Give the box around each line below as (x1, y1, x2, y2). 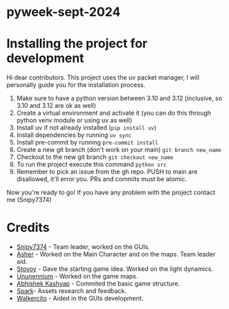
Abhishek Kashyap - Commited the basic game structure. (16, 279, 181, 288)
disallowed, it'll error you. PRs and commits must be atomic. (16, 175, 187, 183)
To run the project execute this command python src (16, 160, 167, 169)
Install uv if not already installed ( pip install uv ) (16, 124, 157, 132)
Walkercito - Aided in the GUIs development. (16, 294, 144, 303)
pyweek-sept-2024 (6, 4, 121, 20)
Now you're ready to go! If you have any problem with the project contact (6, 188, 216, 197)
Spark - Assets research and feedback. (16, 287, 127, 295)
